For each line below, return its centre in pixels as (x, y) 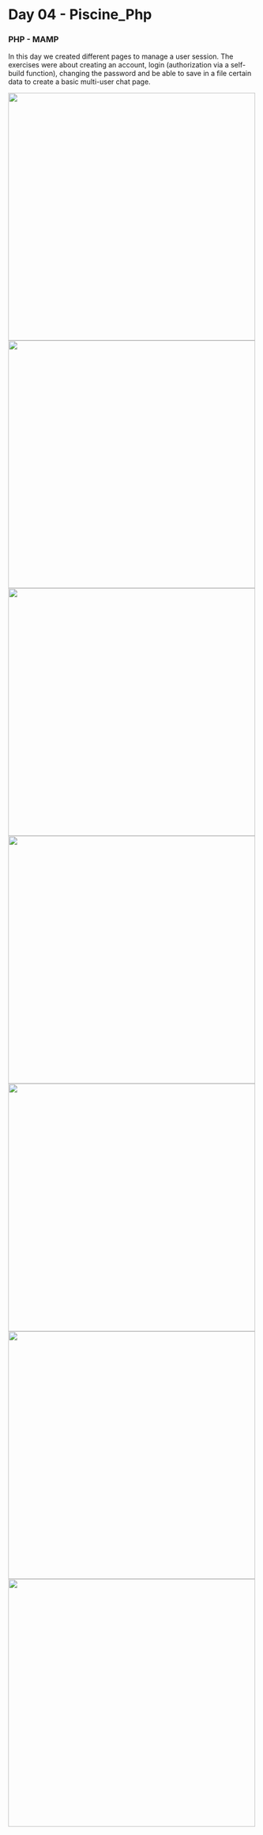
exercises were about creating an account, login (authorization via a (118, 65)
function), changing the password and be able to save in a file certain (139, 74)
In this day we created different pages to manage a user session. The (121, 56)
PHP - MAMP (34, 40)
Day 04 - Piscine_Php (80, 15)
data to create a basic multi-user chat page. (80, 82)
